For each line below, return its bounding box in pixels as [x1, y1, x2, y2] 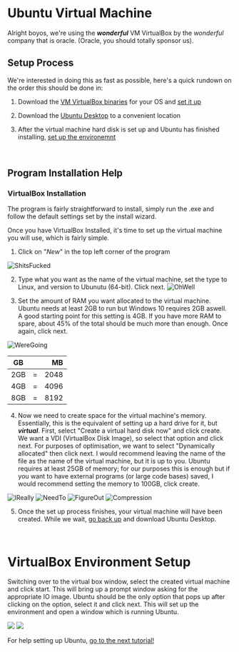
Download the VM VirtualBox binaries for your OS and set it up [17, 97, 202, 106]
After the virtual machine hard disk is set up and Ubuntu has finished [17, 125, 220, 134]
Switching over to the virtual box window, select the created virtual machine [7, 577, 230, 586]
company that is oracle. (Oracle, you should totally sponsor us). [7, 36, 194, 44]
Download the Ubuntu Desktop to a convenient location [17, 111, 180, 119]
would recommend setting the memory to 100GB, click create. [17, 480, 200, 488]
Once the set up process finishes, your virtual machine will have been [17, 507, 223, 516]
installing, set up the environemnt [17, 132, 116, 141]
